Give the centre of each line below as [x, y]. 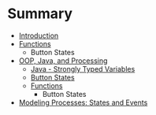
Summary [40, 14]
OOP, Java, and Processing [63, 61]
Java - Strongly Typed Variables [83, 69]
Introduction [39, 35]
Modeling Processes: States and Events [83, 102]
